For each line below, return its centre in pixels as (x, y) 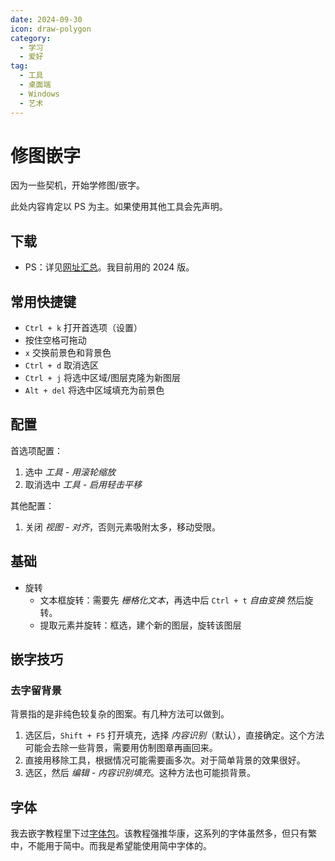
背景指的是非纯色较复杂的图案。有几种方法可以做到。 (120, 714)
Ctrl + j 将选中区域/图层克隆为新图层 (103, 378)
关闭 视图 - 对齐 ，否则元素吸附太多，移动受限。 (123, 527)
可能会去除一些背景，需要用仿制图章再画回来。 (121, 748)
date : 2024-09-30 (46, 19)
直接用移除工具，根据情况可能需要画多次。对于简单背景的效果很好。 (165, 760)
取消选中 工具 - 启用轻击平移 (83, 484)
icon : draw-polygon (51, 29)
